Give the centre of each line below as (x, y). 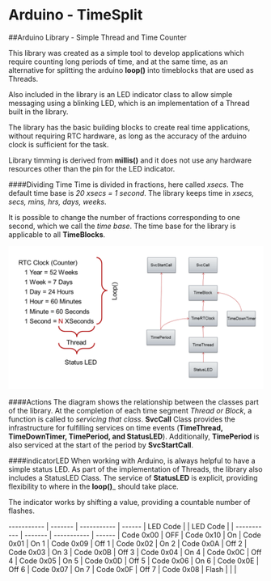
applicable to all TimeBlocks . (57, 234)
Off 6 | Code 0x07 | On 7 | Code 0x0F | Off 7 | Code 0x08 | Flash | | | (123, 570)
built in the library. (38, 112)
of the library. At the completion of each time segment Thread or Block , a (130, 411)
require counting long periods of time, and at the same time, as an (118, 61)
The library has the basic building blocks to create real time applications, (129, 127)
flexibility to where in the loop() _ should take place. (94, 486)
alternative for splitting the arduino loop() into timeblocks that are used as (131, 70)
